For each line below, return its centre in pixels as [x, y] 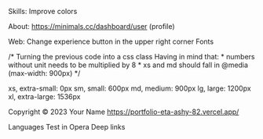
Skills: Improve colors [43, 11]
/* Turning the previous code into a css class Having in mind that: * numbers [131, 57]
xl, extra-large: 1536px [44, 96]
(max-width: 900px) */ [44, 73]
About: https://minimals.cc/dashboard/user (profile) [91, 26]
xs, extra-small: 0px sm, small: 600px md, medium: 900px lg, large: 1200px [130, 88]
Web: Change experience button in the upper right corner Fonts [111, 41]
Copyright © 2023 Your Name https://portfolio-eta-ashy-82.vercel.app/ [124, 112]
